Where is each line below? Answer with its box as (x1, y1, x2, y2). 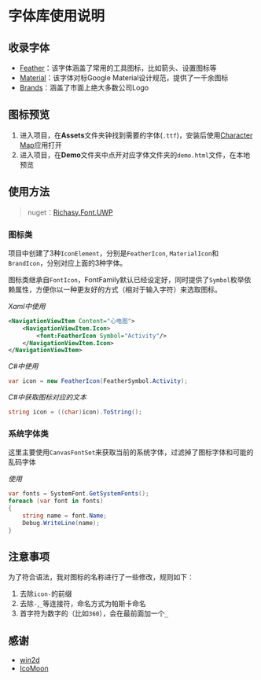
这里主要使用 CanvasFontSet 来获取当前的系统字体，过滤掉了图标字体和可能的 (8, 447, 254, 457)
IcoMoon (19, 663, 49, 673)
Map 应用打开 (19, 140, 62, 149)
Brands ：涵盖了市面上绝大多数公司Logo (19, 83, 149, 92)
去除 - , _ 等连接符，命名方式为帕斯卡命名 (19, 599, 147, 608)
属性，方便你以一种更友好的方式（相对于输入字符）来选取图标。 (14, 285, 222, 294)
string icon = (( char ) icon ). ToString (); (8, 408, 143, 417)
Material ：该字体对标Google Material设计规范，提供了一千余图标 (19, 73, 229, 83)
